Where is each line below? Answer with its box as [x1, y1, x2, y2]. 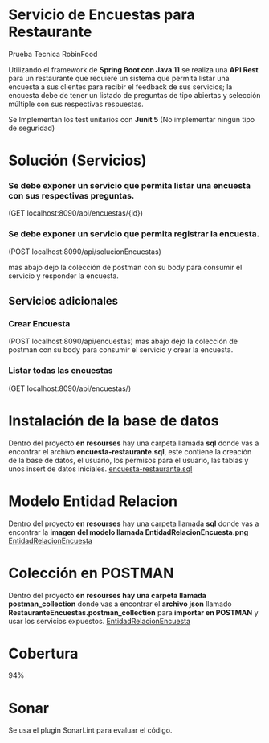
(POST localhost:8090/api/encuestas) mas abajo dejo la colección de [8, 336, 238, 347]
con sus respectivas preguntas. [8, 191, 135, 202]
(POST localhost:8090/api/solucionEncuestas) [8, 247, 162, 257]
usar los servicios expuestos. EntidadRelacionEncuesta [8, 616, 191, 626]
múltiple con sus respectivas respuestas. [8, 99, 144, 109]
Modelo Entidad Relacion [8, 492, 178, 510]
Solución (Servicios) [8, 151, 147, 170]
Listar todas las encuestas [8, 365, 114, 376]
